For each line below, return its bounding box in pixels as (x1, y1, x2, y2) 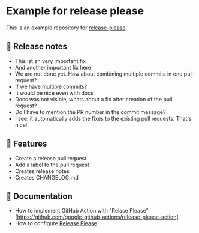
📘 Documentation (6, 191, 73, 201)
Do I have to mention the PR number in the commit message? (14, 108, 166, 115)
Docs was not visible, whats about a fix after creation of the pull (14, 95, 173, 103)
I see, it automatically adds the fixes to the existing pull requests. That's (14, 115, 192, 122)
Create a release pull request (14, 154, 87, 162)
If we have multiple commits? (14, 83, 88, 90)
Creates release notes (14, 167, 70, 175)
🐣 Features (6, 139, 47, 149)
